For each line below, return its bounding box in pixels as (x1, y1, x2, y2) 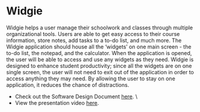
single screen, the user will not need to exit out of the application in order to (6, 68, 194, 75)
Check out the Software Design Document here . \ (14, 93, 138, 100)
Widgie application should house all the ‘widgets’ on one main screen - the (6, 43, 192, 50)
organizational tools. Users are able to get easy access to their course (6, 30, 180, 37)
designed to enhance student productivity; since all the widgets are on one (6, 62, 192, 69)
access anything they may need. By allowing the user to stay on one (6, 75, 176, 82)
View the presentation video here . (14, 99, 99, 106)
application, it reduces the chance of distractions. (6, 81, 130, 88)
